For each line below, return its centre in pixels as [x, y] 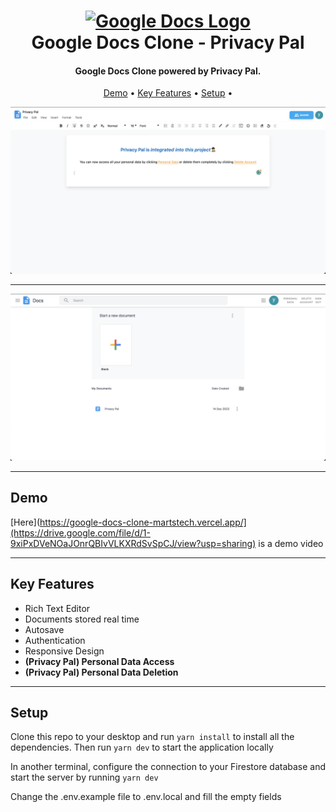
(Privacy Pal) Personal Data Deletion [101, 672]
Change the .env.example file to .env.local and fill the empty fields [146, 797]
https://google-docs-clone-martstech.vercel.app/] [143, 522]
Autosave [44, 629]
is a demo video [291, 543]
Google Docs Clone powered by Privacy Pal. [168, 71]
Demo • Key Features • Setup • [168, 93]
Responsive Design [64, 651]
